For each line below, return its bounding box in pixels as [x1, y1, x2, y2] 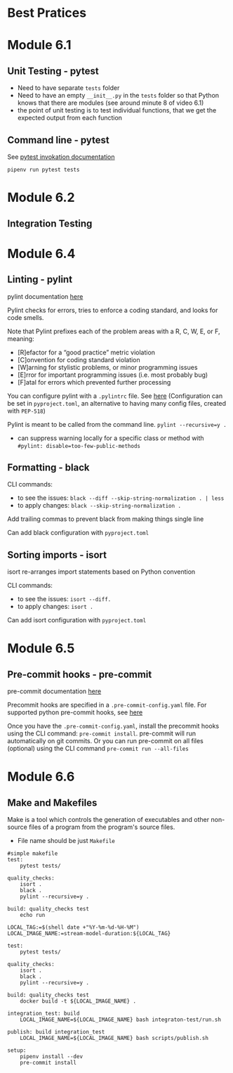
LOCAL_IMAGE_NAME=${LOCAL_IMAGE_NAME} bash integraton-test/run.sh [20, 1016, 221, 1024]
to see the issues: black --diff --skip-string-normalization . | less [17, 494, 225, 502]
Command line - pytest [7, 134, 110, 146]
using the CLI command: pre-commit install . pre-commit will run [7, 729, 197, 738]
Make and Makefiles [7, 797, 98, 809]
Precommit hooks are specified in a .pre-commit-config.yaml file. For [7, 701, 207, 709]
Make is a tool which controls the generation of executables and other [7, 816, 210, 824]
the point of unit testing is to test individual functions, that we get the [17, 106, 217, 115]
